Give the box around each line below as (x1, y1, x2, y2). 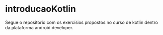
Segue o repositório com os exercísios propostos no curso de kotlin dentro (5, 19, 158, 25)
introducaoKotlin (5, 3, 76, 15)
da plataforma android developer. (5, 24, 74, 30)
